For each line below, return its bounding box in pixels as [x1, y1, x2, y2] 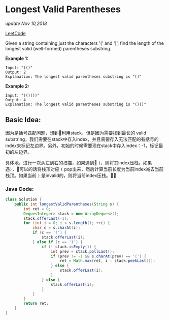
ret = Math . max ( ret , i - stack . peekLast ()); [59, 258, 156, 264]
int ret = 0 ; [23, 206, 51, 212]
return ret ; [23, 301, 49, 306]
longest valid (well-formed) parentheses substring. [5, 45, 112, 51]
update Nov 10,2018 [5, 20, 47, 26]
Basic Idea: [5, 115, 41, 124]
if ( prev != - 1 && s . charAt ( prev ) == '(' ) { [50, 253, 147, 259]
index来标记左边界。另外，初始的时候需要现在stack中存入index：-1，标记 [5, 142, 159, 149]
